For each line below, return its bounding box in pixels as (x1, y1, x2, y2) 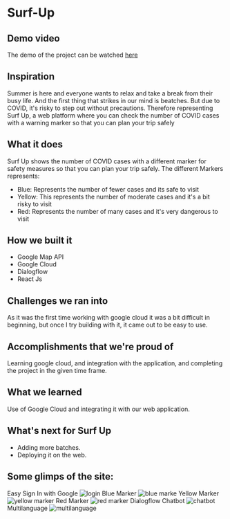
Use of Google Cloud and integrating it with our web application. (7, 405, 190, 413)
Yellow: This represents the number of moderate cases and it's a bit (17, 192, 210, 201)
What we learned (7, 386, 82, 399)
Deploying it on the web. (17, 450, 87, 459)
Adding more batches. (17, 443, 81, 451)
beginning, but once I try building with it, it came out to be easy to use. (7, 320, 209, 329)
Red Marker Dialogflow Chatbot (55, 496, 185, 504)
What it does (7, 138, 64, 150)
